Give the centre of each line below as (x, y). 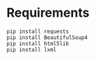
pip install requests (38, 31)
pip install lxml (32, 50)
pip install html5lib (38, 43)
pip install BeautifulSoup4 (47, 37)
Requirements (48, 13)
